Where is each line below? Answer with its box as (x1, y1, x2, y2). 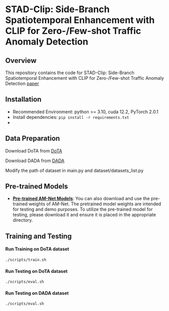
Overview (5, 56, 37, 65)
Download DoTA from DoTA (5, 147, 62, 153)
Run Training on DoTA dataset (5, 246, 70, 252)
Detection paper (5, 80, 40, 86)
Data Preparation (5, 134, 60, 143)
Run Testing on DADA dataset (5, 290, 69, 296)
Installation (5, 95, 42, 104)
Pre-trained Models (5, 182, 69, 191)
